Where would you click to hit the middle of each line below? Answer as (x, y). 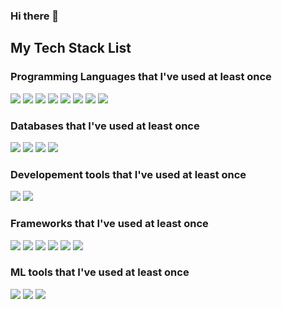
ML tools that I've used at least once (100, 272)
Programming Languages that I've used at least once (141, 77)
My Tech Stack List (71, 48)
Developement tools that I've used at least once (128, 174)
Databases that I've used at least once (105, 126)
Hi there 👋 (35, 16)
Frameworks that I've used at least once (109, 224)
